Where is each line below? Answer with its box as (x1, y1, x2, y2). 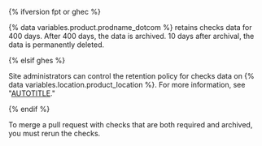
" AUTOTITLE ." (8, 88, 55, 98)
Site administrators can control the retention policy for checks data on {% (8, 71, 255, 80)
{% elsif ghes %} (8, 56, 66, 65)
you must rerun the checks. (8, 129, 101, 138)
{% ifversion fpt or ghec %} (8, 7, 102, 16)
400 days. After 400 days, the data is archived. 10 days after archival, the (8, 32, 255, 41)
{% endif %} (8, 105, 50, 114)
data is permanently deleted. (8, 40, 104, 49)
